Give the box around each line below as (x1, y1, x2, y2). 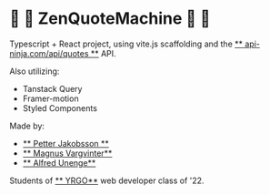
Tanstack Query (22, 83, 83, 94)
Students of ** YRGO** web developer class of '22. (9, 175, 205, 186)
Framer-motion (22, 93, 79, 104)
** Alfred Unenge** (22, 157, 96, 168)
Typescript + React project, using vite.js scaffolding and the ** (9, 38, 244, 49)
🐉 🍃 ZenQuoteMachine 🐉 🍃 (9, 8, 211, 29)
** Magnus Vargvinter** (22, 148, 113, 159)
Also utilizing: (9, 66, 60, 77)
